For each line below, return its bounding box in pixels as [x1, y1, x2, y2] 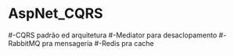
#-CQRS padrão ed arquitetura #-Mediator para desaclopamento [8, 30, 218, 40]
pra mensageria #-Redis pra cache [41, 38, 154, 47]
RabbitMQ [8, 38, 41, 47]
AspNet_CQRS [8, 5, 103, 23]
